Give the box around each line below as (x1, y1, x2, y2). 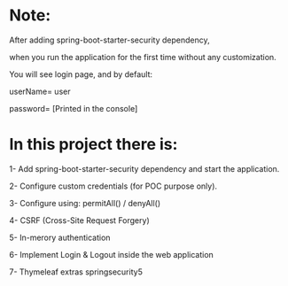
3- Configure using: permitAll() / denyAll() (9, 197, 161, 208)
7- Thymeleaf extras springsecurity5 (9, 267, 144, 277)
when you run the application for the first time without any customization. (9, 51, 276, 62)
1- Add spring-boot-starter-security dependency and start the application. (9, 163, 280, 174)
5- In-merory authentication (9, 232, 111, 243)
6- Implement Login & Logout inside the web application (9, 249, 214, 259)
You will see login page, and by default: (9, 68, 153, 80)
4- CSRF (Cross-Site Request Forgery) (9, 214, 150, 226)
